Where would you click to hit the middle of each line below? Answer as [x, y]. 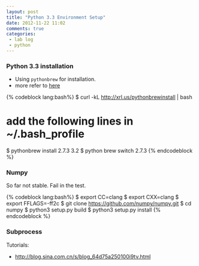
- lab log [21, 40]
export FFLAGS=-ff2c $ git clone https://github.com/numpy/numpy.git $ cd [99, 204]
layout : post [22, 12]
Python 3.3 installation [40, 66]
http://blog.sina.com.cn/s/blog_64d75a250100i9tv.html [83, 256]
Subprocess [24, 232]
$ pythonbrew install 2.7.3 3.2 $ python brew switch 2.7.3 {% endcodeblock [99, 151]
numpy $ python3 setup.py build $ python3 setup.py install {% [84, 210]
